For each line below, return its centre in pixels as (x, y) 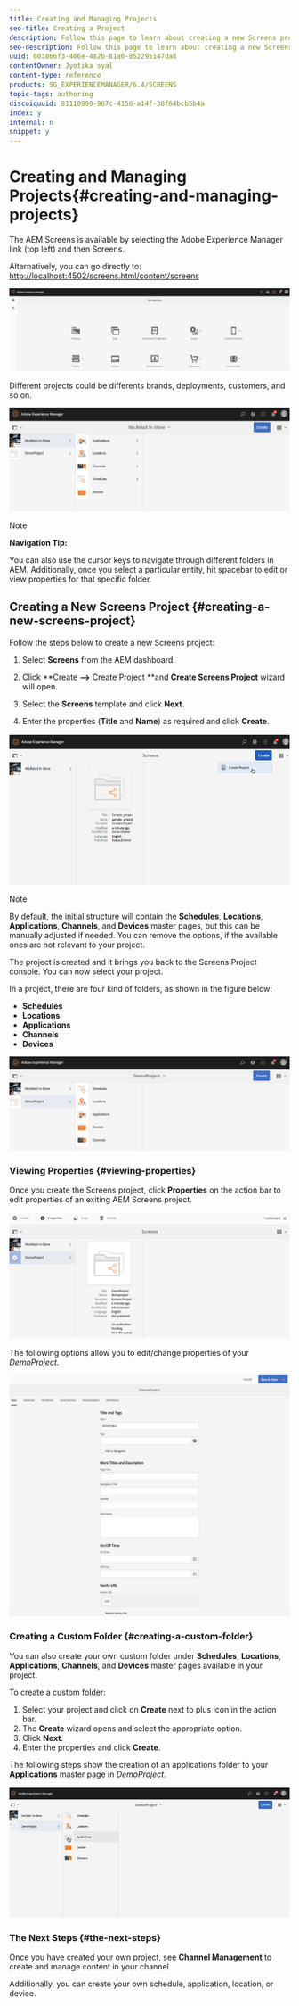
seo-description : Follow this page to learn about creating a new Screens (151, 47)
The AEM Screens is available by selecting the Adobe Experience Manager (146, 240)
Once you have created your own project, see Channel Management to (141, 1957)
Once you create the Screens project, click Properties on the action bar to (145, 1190)
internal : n (31, 122)
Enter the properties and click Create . (91, 1747)
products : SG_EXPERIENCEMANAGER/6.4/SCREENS (93, 85)
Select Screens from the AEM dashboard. (99, 659)
